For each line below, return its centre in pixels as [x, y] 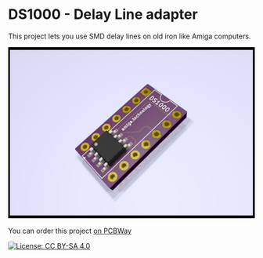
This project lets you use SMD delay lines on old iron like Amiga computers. [130, 36]
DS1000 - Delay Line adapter [103, 15]
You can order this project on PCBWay [70, 231]
